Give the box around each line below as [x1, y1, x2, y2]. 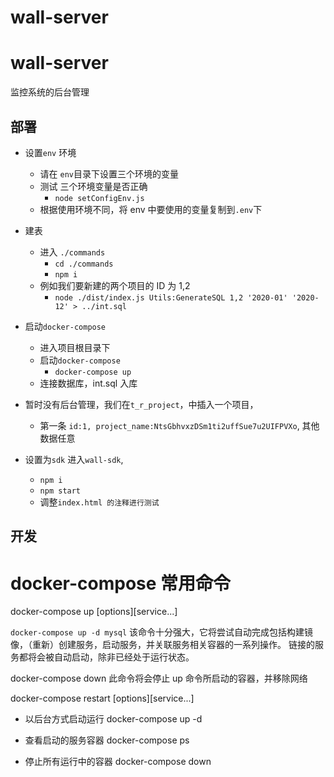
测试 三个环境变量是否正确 [39, 180, 148, 192]
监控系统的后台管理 [10, 86, 90, 98]
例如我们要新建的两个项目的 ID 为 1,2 [39, 279, 191, 291]
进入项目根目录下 [39, 341, 111, 353]
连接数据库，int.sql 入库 [39, 377, 138, 389]
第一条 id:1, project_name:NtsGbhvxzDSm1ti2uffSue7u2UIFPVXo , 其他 [39, 419, 320, 431]
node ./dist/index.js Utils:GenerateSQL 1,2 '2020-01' [54, 292, 288, 303]
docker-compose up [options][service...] [10, 606, 178, 618]
